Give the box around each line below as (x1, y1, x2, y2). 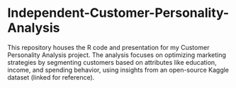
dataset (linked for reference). (7, 73, 95, 82)
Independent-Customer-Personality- (7, 5, 230, 21)
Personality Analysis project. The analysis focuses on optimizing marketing (7, 51, 227, 59)
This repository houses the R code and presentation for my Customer (7, 43, 210, 51)
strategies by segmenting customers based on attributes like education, (7, 58, 218, 66)
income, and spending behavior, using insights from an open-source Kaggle (7, 65, 229, 74)
